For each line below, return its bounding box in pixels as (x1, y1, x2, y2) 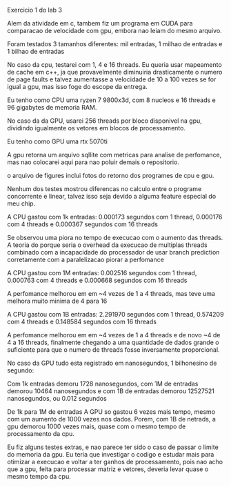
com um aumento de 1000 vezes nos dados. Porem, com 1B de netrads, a (7, 415, 216, 423)
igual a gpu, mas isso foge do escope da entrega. (7, 83, 148, 90)
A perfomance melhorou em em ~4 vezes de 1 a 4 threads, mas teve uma (7, 290, 216, 297)
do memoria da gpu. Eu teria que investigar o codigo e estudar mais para (7, 450, 214, 458)
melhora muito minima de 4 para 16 (7, 297, 108, 305)
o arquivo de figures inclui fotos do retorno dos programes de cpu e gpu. (7, 172, 214, 179)
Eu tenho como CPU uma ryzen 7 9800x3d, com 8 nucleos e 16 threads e (7, 96, 216, 104)
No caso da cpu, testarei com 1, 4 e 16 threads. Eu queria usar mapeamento (7, 61, 222, 68)
